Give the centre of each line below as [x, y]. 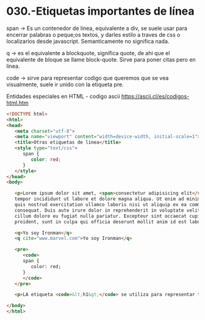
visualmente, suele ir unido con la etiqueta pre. [65, 84]
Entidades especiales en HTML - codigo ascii [63, 96]
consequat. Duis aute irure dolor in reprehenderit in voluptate [99, 210]
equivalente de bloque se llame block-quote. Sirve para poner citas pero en [101, 59]
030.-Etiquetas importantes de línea [100, 11]
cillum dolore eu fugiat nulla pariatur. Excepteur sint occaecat [101, 216]
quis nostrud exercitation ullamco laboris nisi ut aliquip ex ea [101, 205]
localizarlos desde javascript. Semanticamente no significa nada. [88, 41]
